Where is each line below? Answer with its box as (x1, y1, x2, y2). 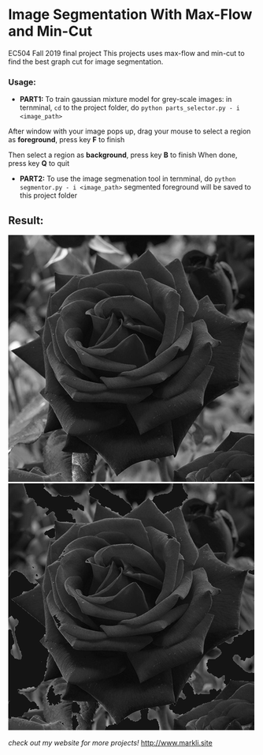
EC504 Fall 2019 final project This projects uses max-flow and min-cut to (8, 48, 246, 58)
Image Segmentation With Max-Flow (8, 6, 253, 24)
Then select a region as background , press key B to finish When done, (8, 150, 238, 160)
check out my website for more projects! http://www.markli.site (8, 738, 213, 748)
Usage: (8, 77, 37, 88)
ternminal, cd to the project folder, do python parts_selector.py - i (19, 103, 240, 112)
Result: (8, 213, 44, 227)
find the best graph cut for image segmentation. (8, 57, 164, 66)
